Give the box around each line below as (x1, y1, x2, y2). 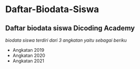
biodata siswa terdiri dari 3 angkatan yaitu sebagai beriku (5, 37, 127, 43)
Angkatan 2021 (12, 58, 45, 64)
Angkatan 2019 (12, 47, 45, 53)
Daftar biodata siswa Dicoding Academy (5, 24, 135, 32)
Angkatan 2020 (12, 52, 46, 58)
